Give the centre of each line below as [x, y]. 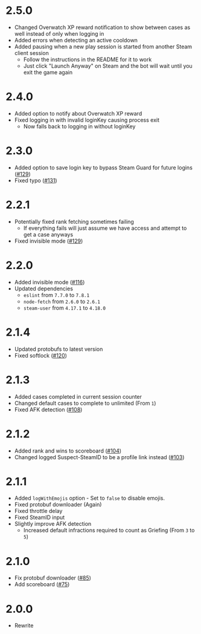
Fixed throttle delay [38, 511]
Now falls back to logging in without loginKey [79, 126]
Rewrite [24, 626]
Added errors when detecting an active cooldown [76, 40]
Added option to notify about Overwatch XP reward [78, 113]
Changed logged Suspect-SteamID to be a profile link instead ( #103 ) [99, 457]
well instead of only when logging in [59, 33]
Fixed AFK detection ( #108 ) [48, 410]
